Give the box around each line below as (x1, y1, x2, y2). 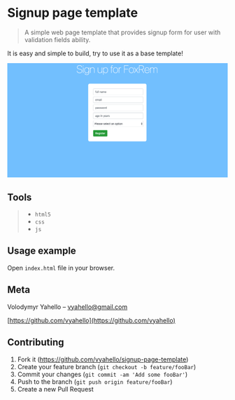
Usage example (7, 245, 77, 257)
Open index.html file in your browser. (7, 263, 115, 272)
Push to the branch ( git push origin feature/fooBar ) (17, 377, 173, 386)
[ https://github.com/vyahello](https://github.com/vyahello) (7, 316, 176, 324)
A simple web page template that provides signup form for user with (24, 28, 221, 36)
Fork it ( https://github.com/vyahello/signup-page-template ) (17, 355, 189, 364)
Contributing (7, 336, 64, 348)
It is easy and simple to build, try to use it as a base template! (7, 49, 183, 57)
